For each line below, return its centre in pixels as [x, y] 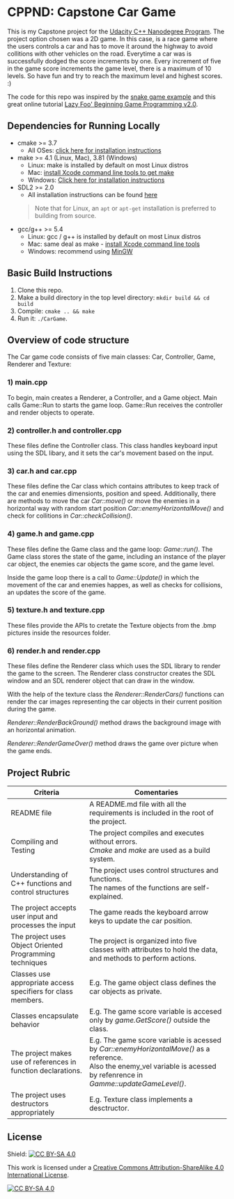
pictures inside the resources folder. [59, 633]
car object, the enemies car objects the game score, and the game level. [111, 564]
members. [27, 1000]
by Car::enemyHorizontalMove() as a [150, 1049]
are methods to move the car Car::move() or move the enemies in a [103, 501]
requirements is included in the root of [151, 812]
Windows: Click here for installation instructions [96, 180]
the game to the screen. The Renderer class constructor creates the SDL [111, 674]
